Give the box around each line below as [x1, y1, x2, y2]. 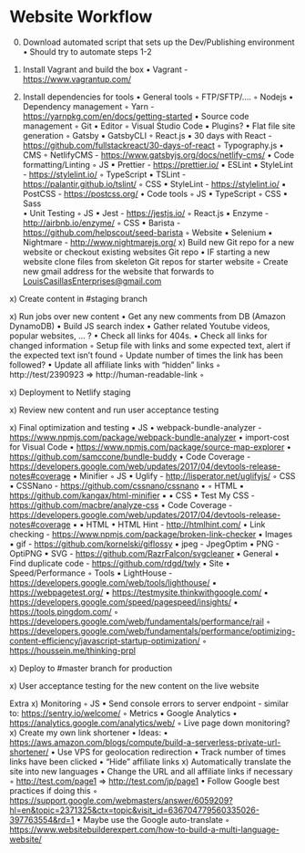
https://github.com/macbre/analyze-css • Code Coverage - [9, 499, 233, 510]
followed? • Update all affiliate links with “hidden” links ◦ [9, 359, 221, 370]
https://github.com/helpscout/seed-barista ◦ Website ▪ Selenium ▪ [22, 226, 273, 238]
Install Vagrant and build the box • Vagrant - [22, 64, 188, 75]
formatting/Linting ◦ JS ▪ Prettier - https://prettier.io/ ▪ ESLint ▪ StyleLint [22, 159, 294, 170]
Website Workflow [9, 6, 153, 27]
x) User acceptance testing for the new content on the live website [9, 680, 259, 691]
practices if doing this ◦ [9, 785, 98, 796]
